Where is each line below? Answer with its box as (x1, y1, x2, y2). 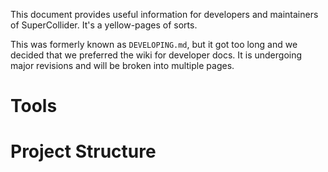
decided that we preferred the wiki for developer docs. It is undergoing (10, 49, 303, 61)
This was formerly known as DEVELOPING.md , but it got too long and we (10, 39, 298, 50)
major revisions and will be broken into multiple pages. (10, 60, 235, 71)
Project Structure (10, 140, 157, 163)
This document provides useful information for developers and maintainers (10, 9, 319, 20)
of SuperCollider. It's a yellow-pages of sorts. (10, 19, 198, 31)
